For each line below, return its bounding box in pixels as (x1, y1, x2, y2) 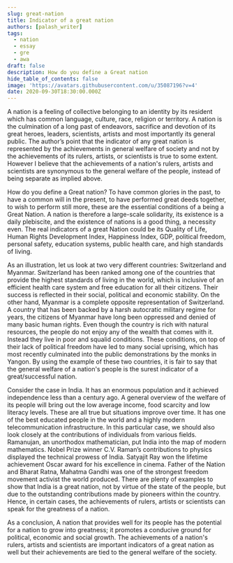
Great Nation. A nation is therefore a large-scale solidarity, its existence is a (7, 211, 224, 219)
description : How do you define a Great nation (7, 69, 149, 76)
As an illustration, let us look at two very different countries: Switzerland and (7, 261, 227, 269)
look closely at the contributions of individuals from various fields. (7, 431, 197, 439)
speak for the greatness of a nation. (7, 505, 110, 513)
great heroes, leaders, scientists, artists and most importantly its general (7, 130, 216, 138)
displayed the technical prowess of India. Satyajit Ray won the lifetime (7, 452, 208, 462)
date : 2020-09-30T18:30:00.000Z (7, 88, 101, 95)
